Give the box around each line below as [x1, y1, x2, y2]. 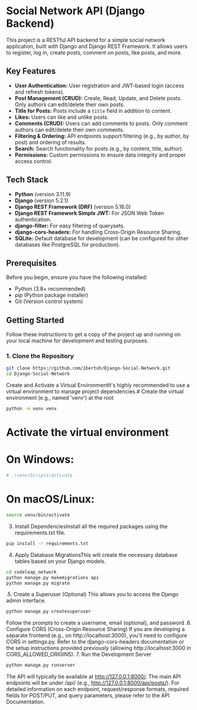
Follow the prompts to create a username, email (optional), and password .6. [6, 619, 192, 626]
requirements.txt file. [14, 529, 66, 536]
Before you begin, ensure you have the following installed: [6, 274, 148, 281]
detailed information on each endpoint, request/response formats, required [6, 686, 189, 693]
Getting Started [6, 315, 64, 325]
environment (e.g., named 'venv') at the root [6, 394, 114, 402]
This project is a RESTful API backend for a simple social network [6, 36, 166, 43]
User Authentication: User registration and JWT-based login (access [14, 82, 185, 89]
